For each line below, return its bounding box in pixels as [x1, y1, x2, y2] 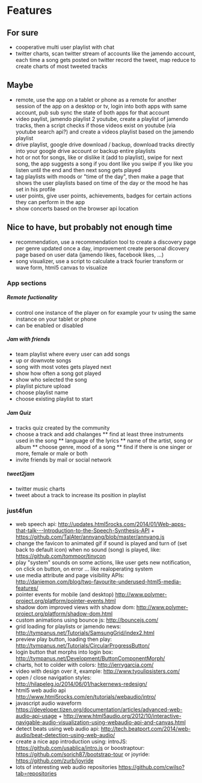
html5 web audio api [15, 687, 66, 694]
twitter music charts [15, 485, 66, 492]
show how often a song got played [15, 370, 102, 377]
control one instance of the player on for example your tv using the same [15, 309, 196, 316]
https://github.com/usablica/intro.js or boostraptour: [15, 744, 145, 751]
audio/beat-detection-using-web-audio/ [15, 731, 115, 738]
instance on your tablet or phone [15, 315, 97, 323]
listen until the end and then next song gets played [15, 166, 141, 173]
